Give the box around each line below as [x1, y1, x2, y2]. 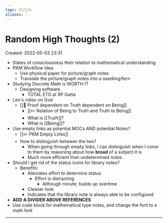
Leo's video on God [12, 97, 53, 103]
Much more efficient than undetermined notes [27, 154, 122, 160]
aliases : [5, 12, 23, 17]
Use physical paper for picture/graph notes [19, 70, 109, 76]
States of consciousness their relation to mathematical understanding [12, 59, 156, 65]
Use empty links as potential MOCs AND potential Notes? [12, 125, 130, 131]
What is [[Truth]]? [27, 115, 64, 121]
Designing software [19, 86, 60, 92]
